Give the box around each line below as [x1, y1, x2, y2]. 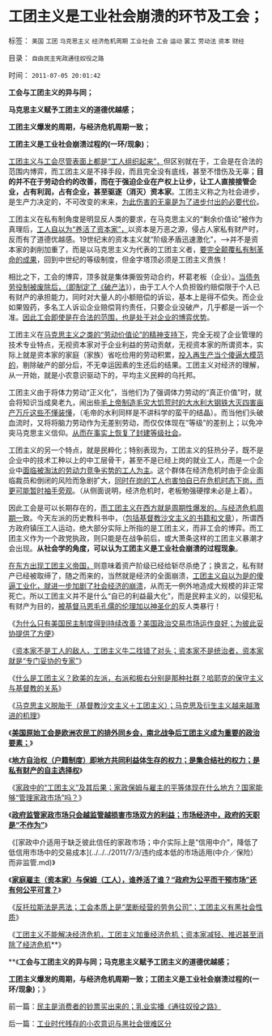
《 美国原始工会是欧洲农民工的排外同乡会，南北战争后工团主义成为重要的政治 [8, 727, 261, 738]
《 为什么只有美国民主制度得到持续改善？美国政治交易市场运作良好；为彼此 [8, 618, 257, 628]
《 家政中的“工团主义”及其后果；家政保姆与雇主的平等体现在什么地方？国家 [8, 782, 257, 792]
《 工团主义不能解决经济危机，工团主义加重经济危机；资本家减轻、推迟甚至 [8, 929, 257, 939]
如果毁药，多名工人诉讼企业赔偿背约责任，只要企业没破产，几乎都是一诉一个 [8, 302, 264, 312]
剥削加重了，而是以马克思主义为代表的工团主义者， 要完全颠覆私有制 [29, 244, 257, 254]
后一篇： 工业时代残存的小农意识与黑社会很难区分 [8, 1018, 172, 1028]
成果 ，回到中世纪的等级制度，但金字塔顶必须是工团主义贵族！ [22, 255, 228, 264]
